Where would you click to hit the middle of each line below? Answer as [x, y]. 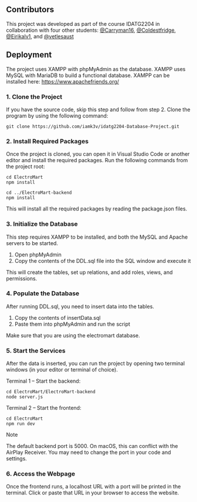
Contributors [30, 10]
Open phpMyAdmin [38, 255]
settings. [17, 459]
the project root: [26, 166]
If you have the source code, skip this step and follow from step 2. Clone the [98, 109]
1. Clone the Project [34, 96]
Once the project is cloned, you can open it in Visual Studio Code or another [98, 154]
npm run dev [21, 424]
